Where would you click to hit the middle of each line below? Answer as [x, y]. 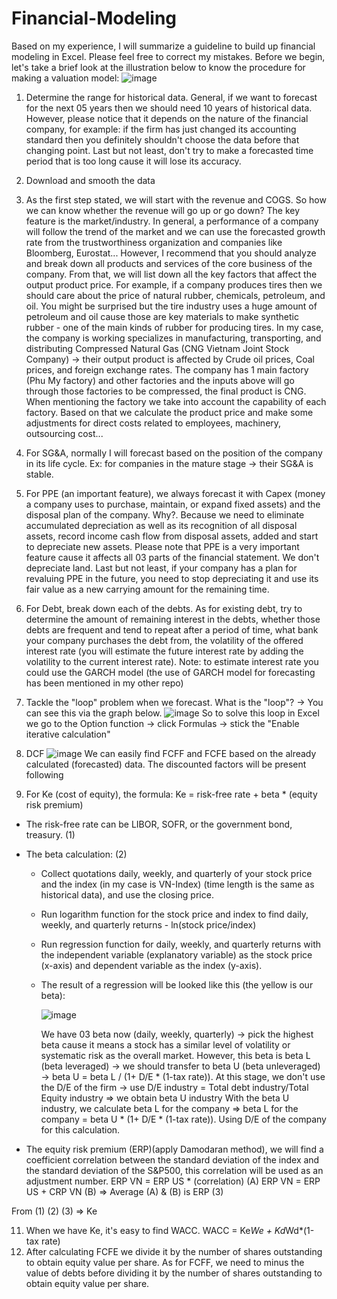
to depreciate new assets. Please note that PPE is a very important [162, 546]
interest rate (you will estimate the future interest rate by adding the [164, 651]
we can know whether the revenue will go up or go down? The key [163, 210]
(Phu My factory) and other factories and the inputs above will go [160, 380]
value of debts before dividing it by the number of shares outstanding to [174, 1273]
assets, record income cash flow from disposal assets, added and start [172, 536]
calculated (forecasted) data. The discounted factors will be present [166, 764]
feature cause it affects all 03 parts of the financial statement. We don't [172, 557]
